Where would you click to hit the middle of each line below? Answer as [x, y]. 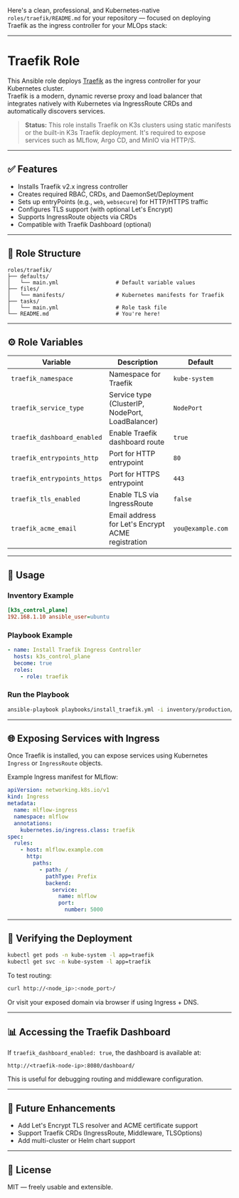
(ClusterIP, [127, 404]
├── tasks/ [23, 301]
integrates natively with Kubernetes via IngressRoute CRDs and [100, 104]
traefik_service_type [47, 408]
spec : [15, 837]
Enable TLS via [134, 495]
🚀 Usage [26, 575]
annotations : [33, 823]
